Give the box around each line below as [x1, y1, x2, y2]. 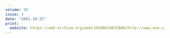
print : [5, 21, 19, 26]
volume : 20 [5, 7, 28, 12]
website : [10, 26, 28, 31]
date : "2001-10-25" [5, 16, 47, 21]
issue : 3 [5, 12, 24, 17]
